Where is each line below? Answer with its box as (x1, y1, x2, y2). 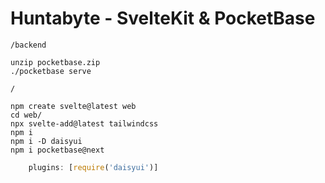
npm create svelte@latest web (10, 101, 137, 111)
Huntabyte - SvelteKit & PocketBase (10, 7, 316, 30)
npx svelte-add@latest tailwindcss (10, 118, 159, 129)
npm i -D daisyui (10, 136, 83, 146)
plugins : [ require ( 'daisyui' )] (28, 162, 159, 172)
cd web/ (10, 110, 43, 120)
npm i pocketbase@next (10, 145, 105, 155)
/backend (10, 40, 47, 50)
